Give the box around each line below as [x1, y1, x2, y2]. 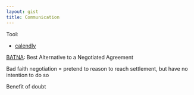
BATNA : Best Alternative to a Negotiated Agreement [6, 53, 134, 61]
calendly [14, 42, 36, 49]
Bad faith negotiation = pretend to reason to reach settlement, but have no [6, 65, 189, 72]
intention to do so [6, 71, 49, 78]
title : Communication [6, 14, 60, 20]
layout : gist [6, 8, 39, 15]
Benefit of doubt [6, 83, 46, 90]
